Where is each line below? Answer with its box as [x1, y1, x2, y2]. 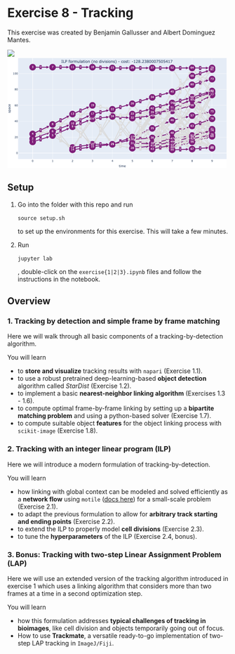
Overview [7, 295, 51, 307]
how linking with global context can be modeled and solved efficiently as [17, 487, 228, 496]
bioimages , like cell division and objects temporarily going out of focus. [17, 624, 225, 633]
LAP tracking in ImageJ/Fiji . [32, 639, 114, 648]
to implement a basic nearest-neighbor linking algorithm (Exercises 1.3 [17, 389, 226, 398]
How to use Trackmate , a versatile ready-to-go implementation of [17, 632, 208, 640]
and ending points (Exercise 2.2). [17, 517, 116, 525]
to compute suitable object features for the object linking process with [17, 419, 222, 428]
